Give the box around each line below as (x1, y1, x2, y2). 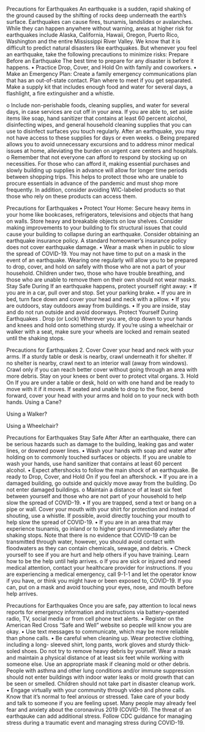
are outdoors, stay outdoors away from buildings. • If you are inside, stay (6, 302, 191, 309)
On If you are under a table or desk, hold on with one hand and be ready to (6, 379, 195, 386)
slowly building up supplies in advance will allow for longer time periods (6, 166, 188, 174)
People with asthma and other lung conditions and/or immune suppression (6, 667, 195, 674)
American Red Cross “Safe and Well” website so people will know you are (6, 621, 192, 629)
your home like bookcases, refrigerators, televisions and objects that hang (6, 211, 194, 218)
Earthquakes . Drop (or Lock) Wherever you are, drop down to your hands (6, 315, 192, 322)
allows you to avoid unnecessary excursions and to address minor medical (6, 141, 195, 148)
